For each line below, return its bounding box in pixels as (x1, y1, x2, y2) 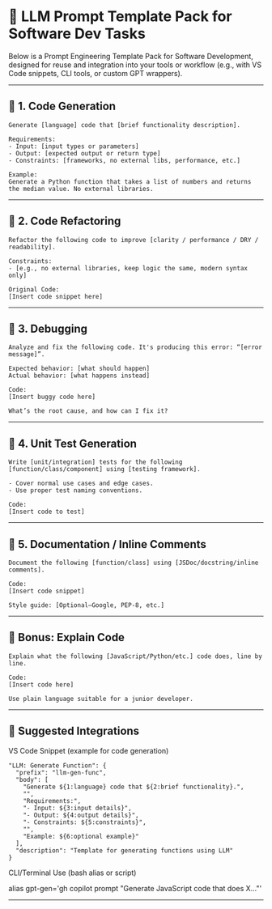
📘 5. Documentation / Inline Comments (8, 537, 206, 551)
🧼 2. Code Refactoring (8, 215, 121, 228)
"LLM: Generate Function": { (8, 761, 107, 770)
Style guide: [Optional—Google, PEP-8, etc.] (8, 601, 164, 610)
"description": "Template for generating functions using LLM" (15, 846, 233, 855)
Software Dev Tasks (8, 24, 146, 43)
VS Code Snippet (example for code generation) (8, 745, 169, 755)
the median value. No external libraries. (8, 185, 154, 193)
